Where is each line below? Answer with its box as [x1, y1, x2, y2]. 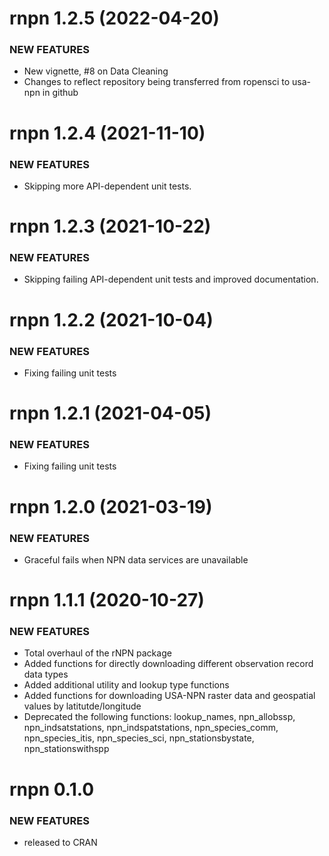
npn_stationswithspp [23, 743, 110, 755]
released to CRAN [23, 836, 98, 848]
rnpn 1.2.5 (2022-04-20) [9, 7, 220, 30]
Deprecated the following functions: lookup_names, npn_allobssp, [23, 711, 296, 723]
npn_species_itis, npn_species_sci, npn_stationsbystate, [23, 732, 255, 744]
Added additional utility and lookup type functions [23, 679, 230, 691]
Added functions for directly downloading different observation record [23, 658, 314, 670]
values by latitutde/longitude [23, 700, 142, 712]
